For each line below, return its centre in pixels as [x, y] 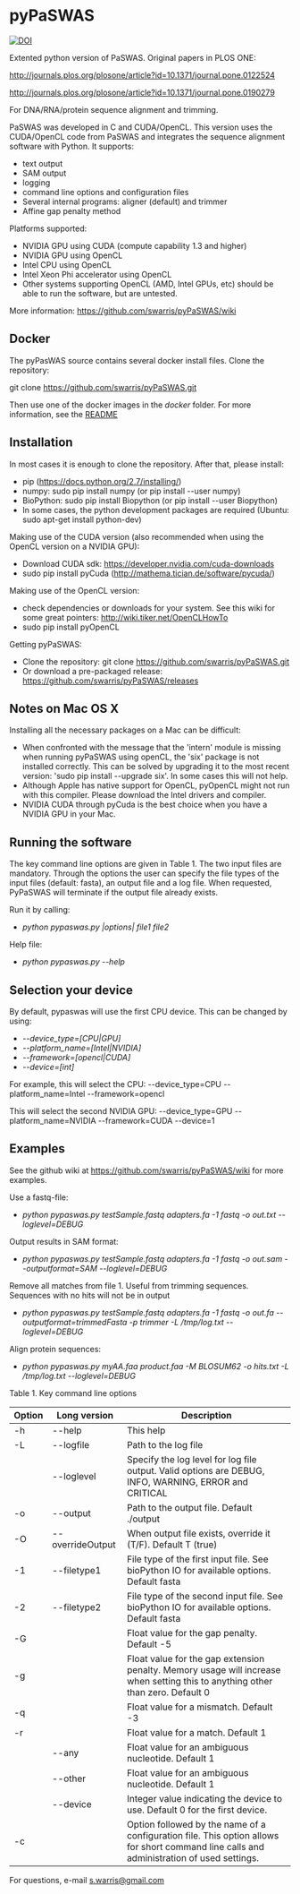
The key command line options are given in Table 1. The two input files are [146, 864]
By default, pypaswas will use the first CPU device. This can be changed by [148, 1011]
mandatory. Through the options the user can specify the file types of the [144, 873]
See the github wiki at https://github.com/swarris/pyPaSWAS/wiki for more [146, 1170]
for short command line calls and [196, 1847]
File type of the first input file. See [197, 1559]
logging [36, 182]
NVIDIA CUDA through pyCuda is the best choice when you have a [145, 805]
